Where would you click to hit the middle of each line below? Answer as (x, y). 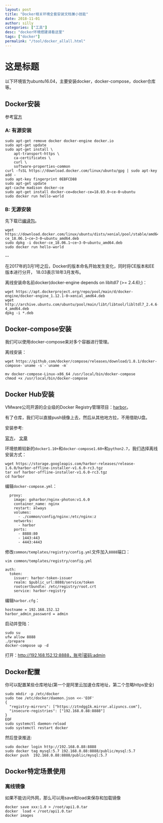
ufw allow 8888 (20, 637)
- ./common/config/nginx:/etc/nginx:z (57, 517)
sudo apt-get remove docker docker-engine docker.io (59, 141)
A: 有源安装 (18, 130)
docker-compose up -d (27, 645)
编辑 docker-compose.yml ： (31, 486)
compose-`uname (20, 365)
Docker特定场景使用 (35, 771)
